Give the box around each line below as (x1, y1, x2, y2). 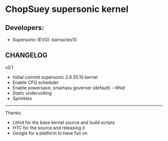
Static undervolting (12, 90, 52, 96)
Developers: (5, 23, 44, 32)
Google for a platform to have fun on (12, 130, 87, 136)
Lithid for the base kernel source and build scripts (12, 119, 115, 125)
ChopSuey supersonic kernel (5, 3, 128, 15)
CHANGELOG (5, 51, 47, 59)
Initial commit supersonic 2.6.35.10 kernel (12, 74, 98, 80)
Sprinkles (12, 95, 32, 101)
